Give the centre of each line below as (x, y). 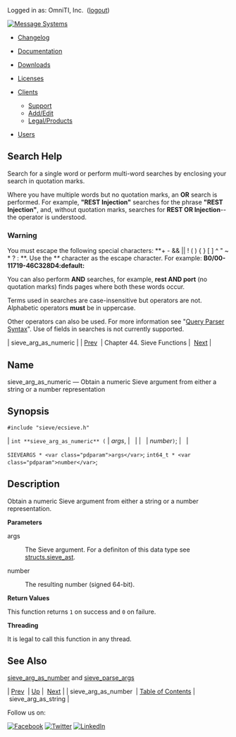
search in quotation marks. (46, 181)
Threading (23, 625)
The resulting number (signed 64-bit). (80, 584)
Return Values (29, 597)
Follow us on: (26, 713)
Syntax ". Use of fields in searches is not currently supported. (96, 329)
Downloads (34, 65)
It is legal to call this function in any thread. (69, 639)
